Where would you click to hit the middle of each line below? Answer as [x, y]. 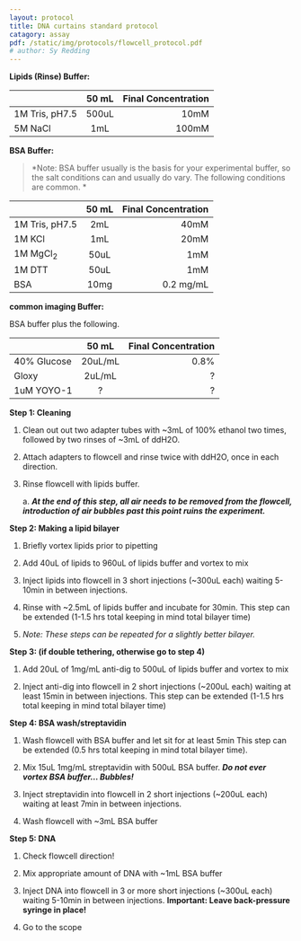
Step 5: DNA [33, 839]
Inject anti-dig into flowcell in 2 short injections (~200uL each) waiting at [157, 687]
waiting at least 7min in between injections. [102, 804]
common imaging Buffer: [57, 307]
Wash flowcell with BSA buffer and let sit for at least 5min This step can [155, 741]
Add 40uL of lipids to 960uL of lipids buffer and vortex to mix [135, 563]
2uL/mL [100, 376]
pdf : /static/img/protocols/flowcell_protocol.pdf [106, 43]
